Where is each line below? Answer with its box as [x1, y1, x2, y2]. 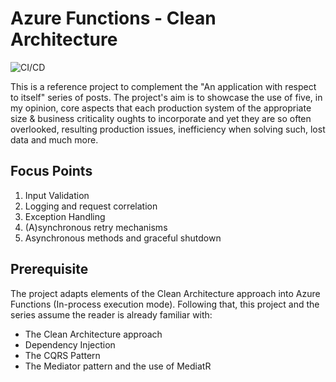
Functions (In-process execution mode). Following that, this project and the [10, 298, 320, 310]
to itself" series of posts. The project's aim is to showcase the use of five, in [10, 91, 323, 103]
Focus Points [10, 163, 93, 180]
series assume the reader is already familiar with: [10, 308, 213, 321]
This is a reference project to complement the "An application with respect [10, 80, 317, 92]
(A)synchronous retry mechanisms [24, 221, 168, 233]
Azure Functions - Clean [10, 7, 217, 30]
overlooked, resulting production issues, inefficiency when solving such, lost [10, 123, 326, 135]
